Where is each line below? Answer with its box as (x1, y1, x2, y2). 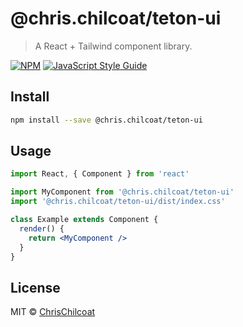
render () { (19, 223, 65, 234)
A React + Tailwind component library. (34, 40, 193, 52)
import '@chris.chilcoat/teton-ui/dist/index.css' (10, 197, 226, 207)
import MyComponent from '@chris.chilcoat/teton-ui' (10, 187, 235, 197)
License (10, 279, 61, 296)
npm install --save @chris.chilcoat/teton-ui (10, 115, 203, 125)
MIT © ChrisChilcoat (10, 306, 96, 318)
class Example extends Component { (10, 215, 159, 225)
